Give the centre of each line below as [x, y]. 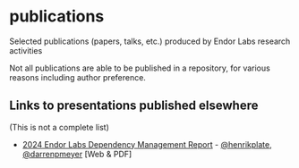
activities [26, 50]
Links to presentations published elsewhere [134, 106]
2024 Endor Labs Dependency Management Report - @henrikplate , [147, 144]
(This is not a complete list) [60, 127]
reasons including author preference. [77, 77]
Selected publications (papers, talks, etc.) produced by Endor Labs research [150, 41]
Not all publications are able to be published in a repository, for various [140, 68]
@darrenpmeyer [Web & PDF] [77, 154]
